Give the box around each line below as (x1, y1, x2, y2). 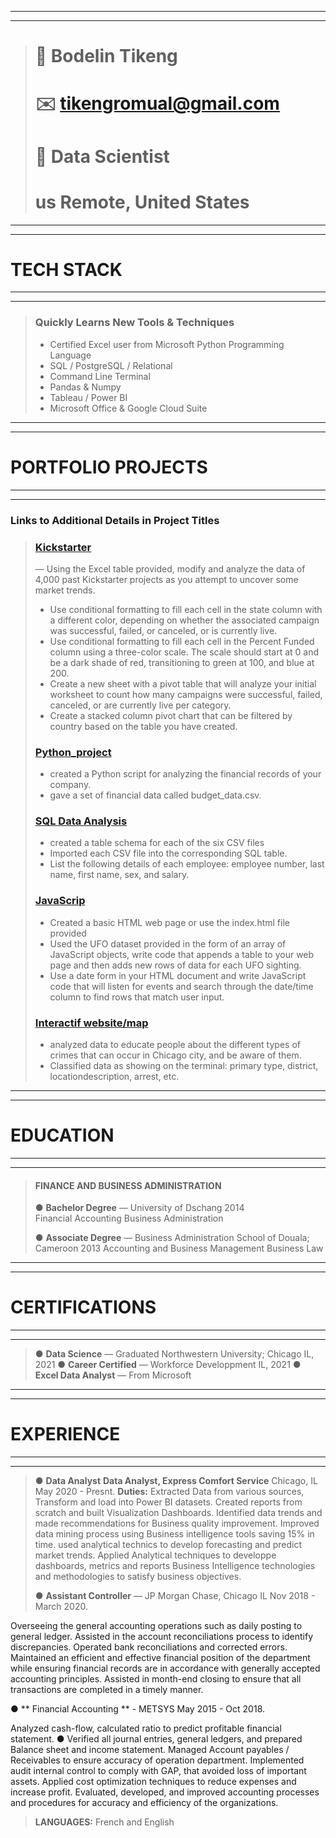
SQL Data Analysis (34, 814, 128, 828)
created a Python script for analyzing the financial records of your (49, 768, 322, 780)
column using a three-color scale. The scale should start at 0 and (49, 646, 320, 658)
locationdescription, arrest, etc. (49, 1071, 180, 1083)
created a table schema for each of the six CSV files (49, 837, 265, 849)
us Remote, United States (34, 191, 250, 213)
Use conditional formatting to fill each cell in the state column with (49, 603, 323, 615)
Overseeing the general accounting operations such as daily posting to (10, 1620, 303, 1632)
